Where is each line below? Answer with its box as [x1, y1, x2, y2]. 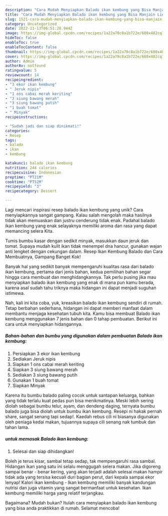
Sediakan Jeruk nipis [12, 356, 56, 362]
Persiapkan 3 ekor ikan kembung [12, 351, 80, 357]
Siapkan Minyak [12, 382, 45, 389]
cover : [5, 54, 19, 59]
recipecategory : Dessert [5, 189, 57, 194]
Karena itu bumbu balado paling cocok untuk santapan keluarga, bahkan [5, 392, 154, 398]
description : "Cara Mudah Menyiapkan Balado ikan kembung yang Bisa [5, 7, 151, 13]
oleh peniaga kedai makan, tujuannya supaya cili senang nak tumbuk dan [5, 419, 156, 425]
